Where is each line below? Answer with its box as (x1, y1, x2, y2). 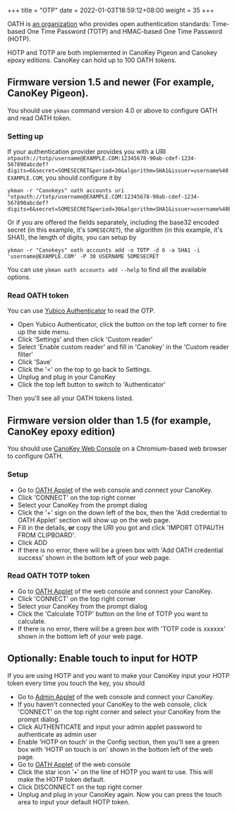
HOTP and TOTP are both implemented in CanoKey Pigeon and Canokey (7, 49, 217, 57)
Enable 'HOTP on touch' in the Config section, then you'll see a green (17, 737, 220, 746)
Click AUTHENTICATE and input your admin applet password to (17, 723, 202, 731)
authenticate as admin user (17, 730, 97, 738)
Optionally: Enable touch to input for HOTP (7, 653, 198, 665)
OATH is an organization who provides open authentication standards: (7, 20, 211, 28)
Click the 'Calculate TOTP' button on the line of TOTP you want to (17, 609, 208, 618)
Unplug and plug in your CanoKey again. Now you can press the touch (17, 790, 222, 798)
